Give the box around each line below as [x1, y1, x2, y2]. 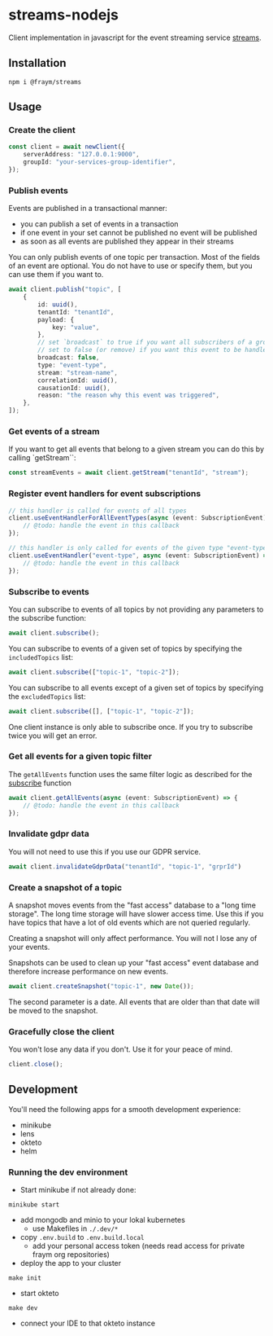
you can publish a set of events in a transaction [19, 219, 179, 229]
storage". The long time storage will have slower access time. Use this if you [8, 908, 264, 918]
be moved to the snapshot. [8, 1005, 98, 1015]
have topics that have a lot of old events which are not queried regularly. [8, 917, 250, 927]
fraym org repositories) [32, 1250, 110, 1259]
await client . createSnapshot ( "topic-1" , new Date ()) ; [8, 982, 195, 991]
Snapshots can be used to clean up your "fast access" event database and [8, 957, 259, 967]
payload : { [37, 315, 75, 323]
